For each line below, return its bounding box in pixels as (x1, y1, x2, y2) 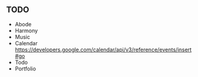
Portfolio (14, 65, 36, 72)
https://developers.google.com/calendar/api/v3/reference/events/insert (14, 46, 192, 53)
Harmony (14, 27, 38, 34)
